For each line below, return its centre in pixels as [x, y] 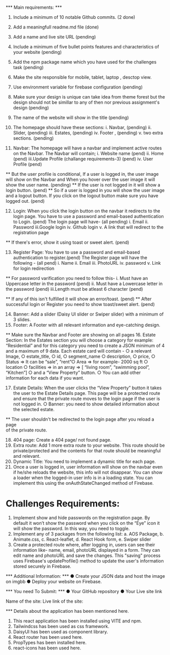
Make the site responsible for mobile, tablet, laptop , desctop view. [82, 77]
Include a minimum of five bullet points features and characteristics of [86, 47]
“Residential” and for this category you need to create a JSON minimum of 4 [85, 346]
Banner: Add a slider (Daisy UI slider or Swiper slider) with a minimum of [88, 314]
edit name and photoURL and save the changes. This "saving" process [87, 555]
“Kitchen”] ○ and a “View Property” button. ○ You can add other [73, 372]
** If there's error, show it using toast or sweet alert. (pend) [68, 242]
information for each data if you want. [45, 378]
